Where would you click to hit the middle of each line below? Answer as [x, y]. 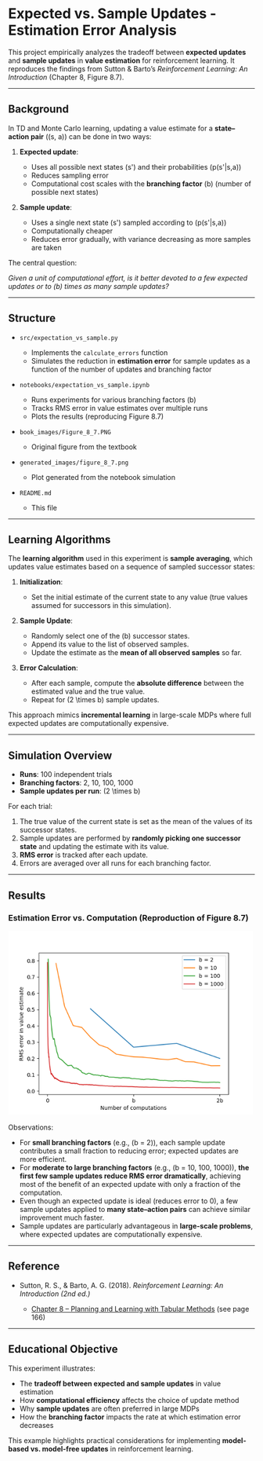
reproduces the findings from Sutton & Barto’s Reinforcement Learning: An [128, 68]
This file [44, 507]
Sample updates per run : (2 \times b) [80, 791]
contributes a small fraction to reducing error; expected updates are [129, 1151]
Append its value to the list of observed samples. [110, 644]
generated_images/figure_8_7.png [74, 463]
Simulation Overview [60, 755]
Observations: [31, 1127]
